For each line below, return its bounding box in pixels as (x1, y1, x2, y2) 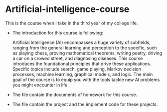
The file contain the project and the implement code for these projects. (12, 101, 158, 107)
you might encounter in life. (12, 81, 69, 88)
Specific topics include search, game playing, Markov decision (12, 66, 141, 72)
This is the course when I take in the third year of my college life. (5, 20, 138, 26)
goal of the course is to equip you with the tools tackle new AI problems (12, 76, 160, 82)
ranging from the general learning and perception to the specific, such (12, 44, 157, 50)
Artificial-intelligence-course (5, 3, 130, 15)
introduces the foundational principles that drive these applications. (12, 60, 151, 66)
